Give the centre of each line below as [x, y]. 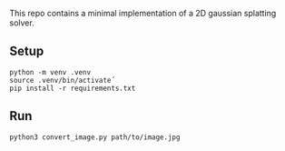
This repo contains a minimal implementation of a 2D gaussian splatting [143, 13]
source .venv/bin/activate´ [63, 80]
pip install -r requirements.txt [73, 88]
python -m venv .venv [50, 72]
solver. [22, 23]
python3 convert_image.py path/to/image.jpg [95, 137]
